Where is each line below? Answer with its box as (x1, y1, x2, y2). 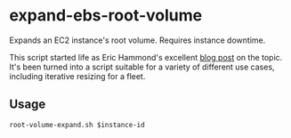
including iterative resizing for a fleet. (9, 70, 146, 81)
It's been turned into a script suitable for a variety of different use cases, (9, 61, 275, 72)
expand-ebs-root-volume (9, 5, 203, 26)
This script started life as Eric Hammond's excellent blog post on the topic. (9, 52, 283, 62)
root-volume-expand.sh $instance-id (9, 120, 145, 129)
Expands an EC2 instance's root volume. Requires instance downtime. (9, 35, 266, 45)
